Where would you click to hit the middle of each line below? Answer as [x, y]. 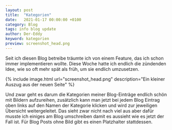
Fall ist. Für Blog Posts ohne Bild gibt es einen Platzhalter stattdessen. [79, 122]
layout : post [19, 10]
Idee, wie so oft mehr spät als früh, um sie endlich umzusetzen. [72, 69]
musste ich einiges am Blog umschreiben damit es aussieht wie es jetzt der [85, 116]
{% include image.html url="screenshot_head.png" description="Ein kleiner [85, 79]
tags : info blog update [31, 29]
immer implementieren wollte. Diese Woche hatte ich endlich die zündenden [86, 63]
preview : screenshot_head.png [38, 44]
